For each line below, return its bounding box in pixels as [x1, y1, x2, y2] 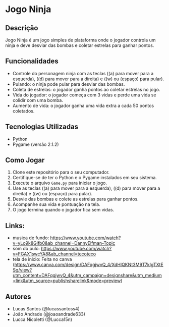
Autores [5, 292, 31, 301]
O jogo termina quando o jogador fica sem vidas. [12, 207, 115, 213]
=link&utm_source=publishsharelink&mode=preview [12, 278, 121, 284]
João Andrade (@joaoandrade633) [12, 311, 86, 317]
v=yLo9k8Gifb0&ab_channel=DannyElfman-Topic [12, 240, 116, 246]
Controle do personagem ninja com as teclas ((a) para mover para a [12, 70, 154, 76]
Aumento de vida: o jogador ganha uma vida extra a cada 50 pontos [12, 102, 154, 108]
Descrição [5, 24, 38, 32]
